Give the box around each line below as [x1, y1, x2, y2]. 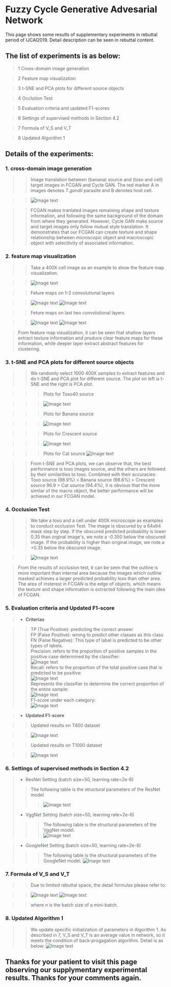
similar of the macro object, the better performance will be [30, 488, 154, 494]
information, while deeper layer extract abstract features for [17, 340, 144, 346]
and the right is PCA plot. [40, 381, 93, 387]
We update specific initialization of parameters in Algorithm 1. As [30, 926, 166, 933]
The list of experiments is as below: [5, 52, 121, 60]
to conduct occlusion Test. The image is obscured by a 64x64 [30, 523, 161, 529]
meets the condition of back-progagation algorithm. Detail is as [30, 937, 163, 943]
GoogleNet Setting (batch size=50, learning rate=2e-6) [25, 842, 141, 848]
